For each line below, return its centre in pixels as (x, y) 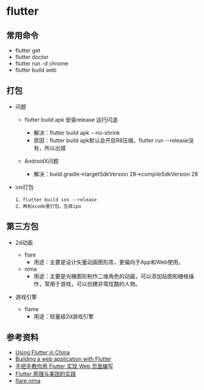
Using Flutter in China (42, 353)
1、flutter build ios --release (56, 200)
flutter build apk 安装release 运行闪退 (71, 119)
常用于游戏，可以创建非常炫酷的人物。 (93, 283)
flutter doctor (32, 57)
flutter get (28, 51)
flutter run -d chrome (42, 63)
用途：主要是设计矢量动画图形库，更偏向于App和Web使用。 (109, 262)
